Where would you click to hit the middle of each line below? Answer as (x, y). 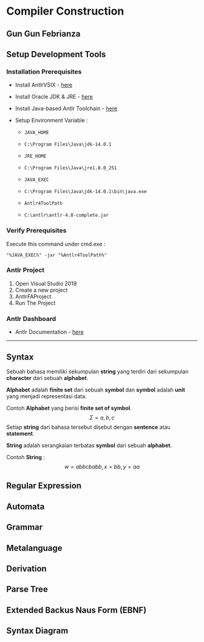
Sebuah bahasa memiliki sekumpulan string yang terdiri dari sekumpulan (98, 371)
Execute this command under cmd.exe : (56, 244)
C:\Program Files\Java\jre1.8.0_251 (70, 168)
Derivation (26, 569)
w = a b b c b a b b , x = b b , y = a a (102, 467)
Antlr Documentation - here (49, 332)
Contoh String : (26, 457)
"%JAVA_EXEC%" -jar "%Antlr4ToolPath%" (57, 255)
